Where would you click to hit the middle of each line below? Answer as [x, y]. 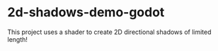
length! [18, 39]
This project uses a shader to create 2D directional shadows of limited [109, 32]
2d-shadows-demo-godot [86, 12]
